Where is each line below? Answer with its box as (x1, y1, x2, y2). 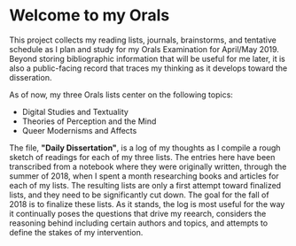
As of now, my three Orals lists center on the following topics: (9, 89, 233, 100)
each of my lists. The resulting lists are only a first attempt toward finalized (9, 180, 282, 190)
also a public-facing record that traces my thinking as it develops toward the (9, 63, 288, 73)
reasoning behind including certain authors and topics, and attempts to (9, 218, 269, 228)
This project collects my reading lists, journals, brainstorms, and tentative (9, 35, 277, 45)
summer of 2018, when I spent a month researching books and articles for (9, 170, 279, 181)
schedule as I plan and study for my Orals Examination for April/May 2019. (9, 43, 279, 54)
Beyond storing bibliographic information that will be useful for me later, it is (9, 53, 286, 64)
